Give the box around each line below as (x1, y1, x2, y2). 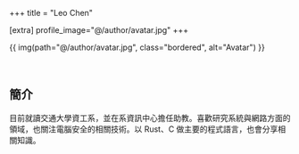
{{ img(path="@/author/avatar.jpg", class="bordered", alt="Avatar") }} (9, 42, 265, 53)
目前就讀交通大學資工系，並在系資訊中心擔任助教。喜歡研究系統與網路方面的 (9, 112, 291, 123)
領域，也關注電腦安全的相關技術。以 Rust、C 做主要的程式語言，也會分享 (9, 124, 278, 134)
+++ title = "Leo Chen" (9, 8, 94, 18)
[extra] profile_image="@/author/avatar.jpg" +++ (9, 25, 189, 35)
